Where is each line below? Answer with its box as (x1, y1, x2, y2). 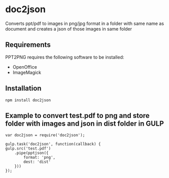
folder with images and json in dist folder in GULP (5, 119, 164, 128)
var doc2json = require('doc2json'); (5, 133, 85, 138)
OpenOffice (12, 64, 37, 70)
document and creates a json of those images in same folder (5, 25, 132, 32)
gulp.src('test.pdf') (5, 146, 51, 151)
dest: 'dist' (23, 159, 51, 165)
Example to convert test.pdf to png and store (5, 111, 150, 120)
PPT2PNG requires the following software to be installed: (5, 54, 124, 60)
